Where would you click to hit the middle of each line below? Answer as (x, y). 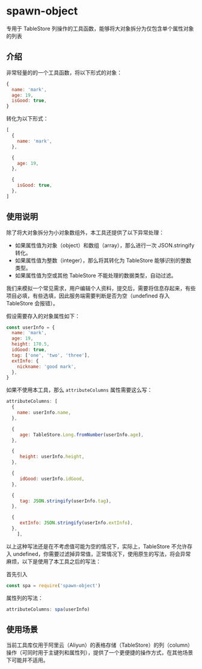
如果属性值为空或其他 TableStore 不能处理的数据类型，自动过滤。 (96, 275)
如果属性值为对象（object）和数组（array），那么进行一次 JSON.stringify (105, 245)
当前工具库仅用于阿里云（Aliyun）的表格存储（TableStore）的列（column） (100, 645)
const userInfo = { (31, 327)
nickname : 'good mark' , (47, 366)
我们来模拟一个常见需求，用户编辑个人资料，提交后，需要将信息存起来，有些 (101, 288)
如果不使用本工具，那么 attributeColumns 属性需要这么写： (79, 390)
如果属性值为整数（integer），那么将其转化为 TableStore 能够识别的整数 (103, 260)
